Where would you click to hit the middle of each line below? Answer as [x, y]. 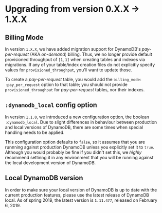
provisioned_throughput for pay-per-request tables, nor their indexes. [75, 90]
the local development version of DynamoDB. [50, 163]
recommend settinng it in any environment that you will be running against [79, 157]
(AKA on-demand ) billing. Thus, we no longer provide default [91, 54]
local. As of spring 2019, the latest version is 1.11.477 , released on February [81, 200]
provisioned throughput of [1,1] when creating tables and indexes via [75, 59]
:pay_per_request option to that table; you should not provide [66, 85]
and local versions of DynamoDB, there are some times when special [74, 127]
